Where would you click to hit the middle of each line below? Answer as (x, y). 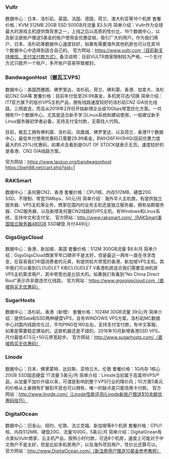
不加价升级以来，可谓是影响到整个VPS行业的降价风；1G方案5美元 (95, 381)
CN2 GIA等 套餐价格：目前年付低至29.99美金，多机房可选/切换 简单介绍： (86, 96)
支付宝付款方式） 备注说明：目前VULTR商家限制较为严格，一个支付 (92, 57)
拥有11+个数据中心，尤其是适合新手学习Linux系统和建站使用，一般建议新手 (83, 114)
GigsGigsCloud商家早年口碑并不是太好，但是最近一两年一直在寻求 (82, 255)
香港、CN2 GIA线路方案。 (36, 151)
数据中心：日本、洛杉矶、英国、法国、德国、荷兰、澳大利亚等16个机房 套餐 (83, 19)
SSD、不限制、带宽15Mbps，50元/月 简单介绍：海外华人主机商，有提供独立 (84, 198)
